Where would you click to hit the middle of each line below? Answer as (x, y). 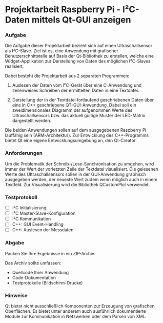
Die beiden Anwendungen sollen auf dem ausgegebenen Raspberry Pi (76, 130)
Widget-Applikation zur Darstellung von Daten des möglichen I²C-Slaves (78, 61)
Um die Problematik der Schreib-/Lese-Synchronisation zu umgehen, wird (80, 164)
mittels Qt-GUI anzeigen (81, 20)
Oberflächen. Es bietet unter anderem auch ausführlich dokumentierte (76, 311)
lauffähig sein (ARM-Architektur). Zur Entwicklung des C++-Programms (77, 135)
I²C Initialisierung (29, 208)
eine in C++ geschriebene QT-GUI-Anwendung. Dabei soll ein (74, 105)
